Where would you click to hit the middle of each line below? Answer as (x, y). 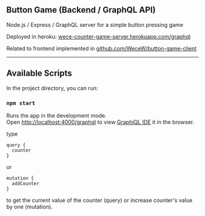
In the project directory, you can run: (52, 88)
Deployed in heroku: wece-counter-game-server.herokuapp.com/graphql (99, 37)
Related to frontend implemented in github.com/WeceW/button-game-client (102, 48)
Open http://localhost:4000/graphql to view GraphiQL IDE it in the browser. (100, 122)
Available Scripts (39, 74)
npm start (21, 103)
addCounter (26, 183)
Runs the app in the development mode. (56, 115)
